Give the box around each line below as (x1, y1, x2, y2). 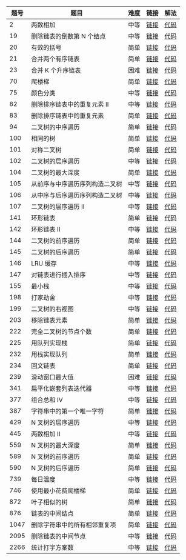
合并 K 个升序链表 (31, 66, 81, 75)
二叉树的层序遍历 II (31, 202, 85, 211)
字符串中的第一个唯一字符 (31, 407, 104, 415)
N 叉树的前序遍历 (31, 453, 80, 461)
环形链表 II (31, 225, 61, 233)
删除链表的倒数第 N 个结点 (31, 32, 106, 40)
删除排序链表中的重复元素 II (31, 100, 109, 108)
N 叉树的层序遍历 (31, 418, 80, 427)
